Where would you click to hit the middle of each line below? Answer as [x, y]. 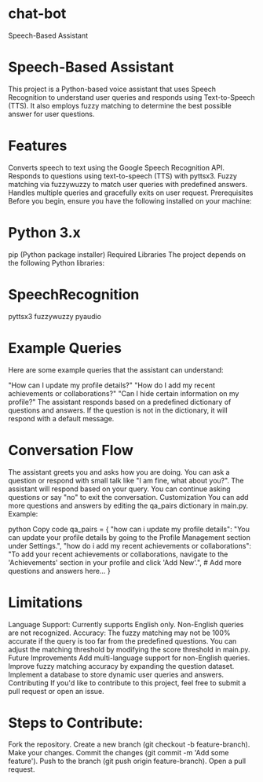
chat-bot [37, 14]
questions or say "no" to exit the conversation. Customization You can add [128, 497]
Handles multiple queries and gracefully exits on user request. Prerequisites [131, 193]
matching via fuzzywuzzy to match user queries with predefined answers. [128, 184]
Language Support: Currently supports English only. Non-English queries [126, 624]
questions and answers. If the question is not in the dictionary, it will [118, 410]
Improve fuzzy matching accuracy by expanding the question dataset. [121, 666]
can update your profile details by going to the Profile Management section [130, 537]
